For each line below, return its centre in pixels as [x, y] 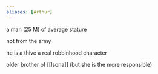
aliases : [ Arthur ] [29, 12]
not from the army [29, 41]
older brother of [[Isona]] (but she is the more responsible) [79, 64]
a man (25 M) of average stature [47, 29]
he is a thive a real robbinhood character [57, 53]
